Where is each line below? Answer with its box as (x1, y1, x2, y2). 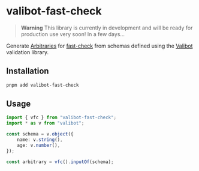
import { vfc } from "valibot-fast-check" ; (6, 114, 117, 121)
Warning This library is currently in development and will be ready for (20, 24, 193, 31)
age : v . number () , (17, 142, 61, 148)
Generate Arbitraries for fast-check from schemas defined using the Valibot (6, 42, 193, 49)
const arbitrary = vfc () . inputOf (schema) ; (6, 158, 114, 165)
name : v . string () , (17, 137, 63, 143)
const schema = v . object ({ (6, 131, 74, 137)
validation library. (6, 48, 49, 55)
